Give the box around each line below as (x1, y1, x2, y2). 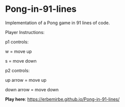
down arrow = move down (5, 86, 59, 92)
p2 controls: (5, 68, 30, 73)
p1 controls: (5, 38, 29, 45)
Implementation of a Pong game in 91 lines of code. (5, 20, 110, 26)
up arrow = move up (5, 77, 47, 83)
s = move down (5, 58, 37, 64)
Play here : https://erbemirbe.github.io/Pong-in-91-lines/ (5, 96, 120, 102)
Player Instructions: (5, 29, 45, 35)
